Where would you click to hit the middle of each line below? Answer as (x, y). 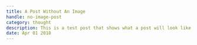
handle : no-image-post (34, 17)
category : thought (29, 22)
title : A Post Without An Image (46, 11)
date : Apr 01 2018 (29, 33)
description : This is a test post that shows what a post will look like (99, 28)
